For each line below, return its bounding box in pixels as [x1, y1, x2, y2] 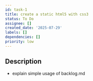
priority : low [5, 39, 34, 44]
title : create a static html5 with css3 [5, 12, 89, 17]
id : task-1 [5, 7, 27, 12]
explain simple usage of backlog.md [12, 70, 86, 76]
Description [5, 57, 42, 66]
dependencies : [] [5, 35, 41, 40]
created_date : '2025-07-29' [5, 26, 63, 30]
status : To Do [5, 16, 34, 21]
